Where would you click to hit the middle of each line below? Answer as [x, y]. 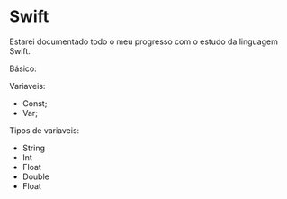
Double [36, 176]
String [34, 148]
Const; [35, 103]
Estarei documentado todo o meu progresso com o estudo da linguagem [144, 41]
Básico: [23, 68]
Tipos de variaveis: [45, 130]
